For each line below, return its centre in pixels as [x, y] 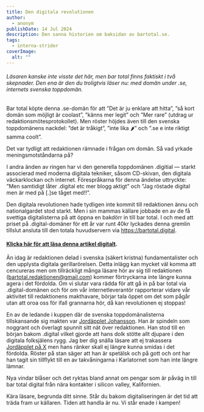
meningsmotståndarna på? [40, 155]
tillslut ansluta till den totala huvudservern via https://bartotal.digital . [92, 230]
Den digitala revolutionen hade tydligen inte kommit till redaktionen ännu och [102, 204]
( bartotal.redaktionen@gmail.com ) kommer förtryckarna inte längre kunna [99, 277]
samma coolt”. [24, 137]
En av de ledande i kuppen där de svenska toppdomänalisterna [85, 315]
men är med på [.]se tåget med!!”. [48, 193]
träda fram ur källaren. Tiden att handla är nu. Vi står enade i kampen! [93, 403]
